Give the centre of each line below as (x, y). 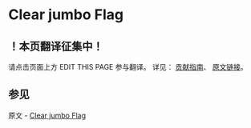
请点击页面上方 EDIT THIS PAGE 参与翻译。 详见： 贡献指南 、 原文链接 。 (128, 67)
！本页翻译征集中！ (56, 46)
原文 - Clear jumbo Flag (47, 115)
